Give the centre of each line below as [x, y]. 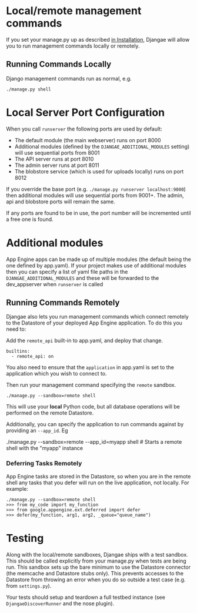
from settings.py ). [29, 585]
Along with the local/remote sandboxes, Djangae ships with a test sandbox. [97, 554]
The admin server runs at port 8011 [57, 165]
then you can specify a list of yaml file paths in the [67, 272]
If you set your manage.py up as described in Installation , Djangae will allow [98, 39]
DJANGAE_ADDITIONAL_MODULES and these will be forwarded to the [83, 278]
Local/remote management [74, 11]
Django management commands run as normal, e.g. [69, 78]
